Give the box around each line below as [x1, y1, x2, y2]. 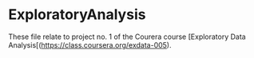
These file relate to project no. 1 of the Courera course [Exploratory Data [8, 32, 246, 41]
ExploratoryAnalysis [8, 6, 146, 24]
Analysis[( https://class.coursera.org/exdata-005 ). [8, 40, 172, 49]
